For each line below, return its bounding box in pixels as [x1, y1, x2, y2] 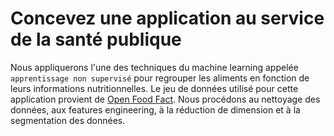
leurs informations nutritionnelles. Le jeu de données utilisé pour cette [10, 82, 299, 94]
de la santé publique [10, 28, 182, 51]
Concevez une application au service [10, 7, 325, 30]
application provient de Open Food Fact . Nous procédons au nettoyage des [10, 93, 321, 105]
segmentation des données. [10, 114, 126, 126]
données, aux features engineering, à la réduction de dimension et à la [10, 103, 301, 116]
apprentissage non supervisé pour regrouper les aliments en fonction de [10, 72, 310, 84]
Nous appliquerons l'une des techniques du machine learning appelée [10, 61, 299, 73]
